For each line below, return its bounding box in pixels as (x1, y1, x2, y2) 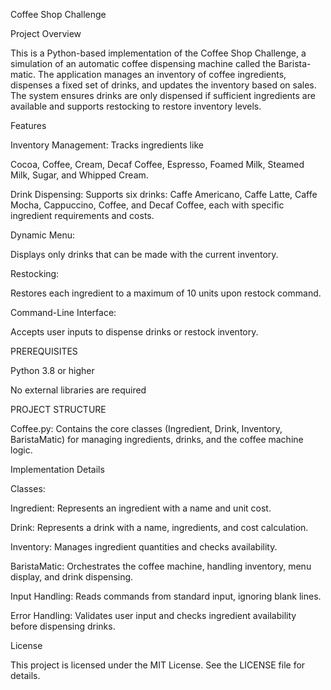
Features (10, 120, 47, 131)
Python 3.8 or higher (10, 365, 95, 376)
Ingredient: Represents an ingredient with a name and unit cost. (10, 502, 272, 514)
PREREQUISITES (10, 345, 78, 357)
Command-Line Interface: (10, 307, 117, 318)
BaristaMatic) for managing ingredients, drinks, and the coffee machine (10, 434, 304, 445)
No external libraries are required (10, 384, 147, 396)
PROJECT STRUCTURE (10, 404, 107, 415)
